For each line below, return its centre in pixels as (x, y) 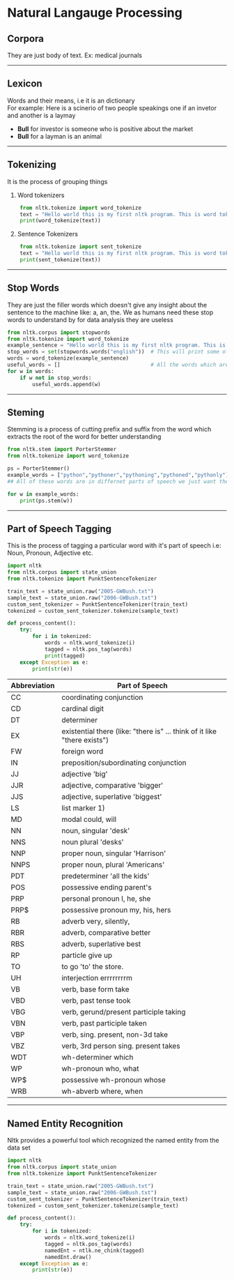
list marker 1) (84, 808)
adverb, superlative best (101, 944)
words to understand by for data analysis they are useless (91, 319)
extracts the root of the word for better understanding (84, 436)
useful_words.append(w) (67, 384)
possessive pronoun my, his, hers (116, 910)
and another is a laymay (41, 115)
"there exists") (85, 740)
